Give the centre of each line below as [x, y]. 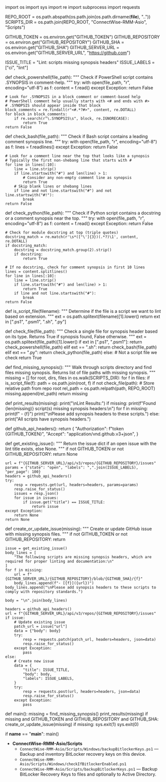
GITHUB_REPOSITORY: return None [41, 454]
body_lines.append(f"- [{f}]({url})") [54, 583]
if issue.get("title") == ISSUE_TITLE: [64, 502]
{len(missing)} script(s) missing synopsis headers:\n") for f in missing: [77, 408]
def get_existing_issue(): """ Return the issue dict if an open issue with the [81, 444]
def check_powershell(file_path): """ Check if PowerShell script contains [79, 77]
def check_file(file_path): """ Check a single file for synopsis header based [81, 331]
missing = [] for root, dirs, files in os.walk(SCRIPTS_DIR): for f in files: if [78, 378]
